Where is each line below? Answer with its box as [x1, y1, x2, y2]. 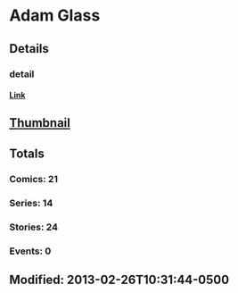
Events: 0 [9, 245, 52, 257]
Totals [9, 146, 45, 161]
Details [9, 41, 49, 56]
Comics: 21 [9, 172, 58, 185]
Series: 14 [9, 197, 53, 209]
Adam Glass [9, 5, 101, 26]
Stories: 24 [9, 221, 59, 233]
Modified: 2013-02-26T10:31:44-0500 [9, 272, 230, 287]
